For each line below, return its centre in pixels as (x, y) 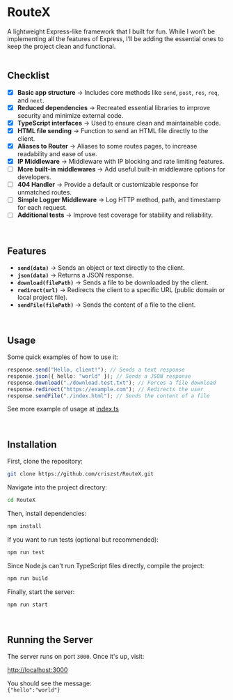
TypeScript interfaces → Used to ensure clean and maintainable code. (119, 123)
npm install (24, 526)
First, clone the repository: (45, 462)
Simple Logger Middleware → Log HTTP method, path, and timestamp (119, 200)
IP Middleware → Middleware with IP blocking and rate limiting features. (121, 162)
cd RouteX (22, 500)
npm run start (28, 604)
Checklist (29, 76)
